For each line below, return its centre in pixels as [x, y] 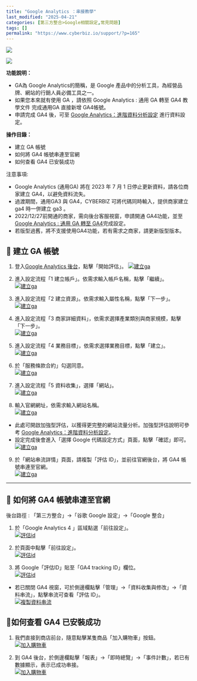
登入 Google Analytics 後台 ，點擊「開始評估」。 [71, 266]
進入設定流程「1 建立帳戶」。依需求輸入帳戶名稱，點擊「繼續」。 [91, 279]
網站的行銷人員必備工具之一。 [61, 93]
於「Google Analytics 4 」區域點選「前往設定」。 [73, 528]
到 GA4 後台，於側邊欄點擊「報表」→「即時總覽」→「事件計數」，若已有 [102, 657]
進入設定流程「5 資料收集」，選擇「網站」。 [66, 385]
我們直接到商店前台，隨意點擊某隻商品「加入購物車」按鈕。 [86, 638]
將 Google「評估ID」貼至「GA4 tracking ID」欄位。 [77, 567]
